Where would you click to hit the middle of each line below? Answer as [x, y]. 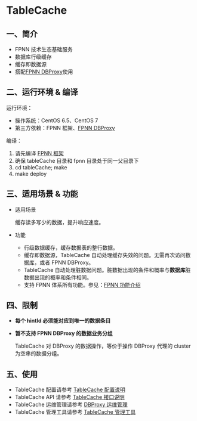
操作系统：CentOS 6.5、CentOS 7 [56, 120]
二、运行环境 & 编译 [42, 92]
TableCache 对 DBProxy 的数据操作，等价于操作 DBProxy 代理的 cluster [103, 346]
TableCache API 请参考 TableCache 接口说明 [70, 397]
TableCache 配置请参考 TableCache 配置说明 [70, 390]
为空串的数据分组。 [39, 354]
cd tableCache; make [41, 167]
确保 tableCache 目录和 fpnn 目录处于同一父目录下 [77, 160]
